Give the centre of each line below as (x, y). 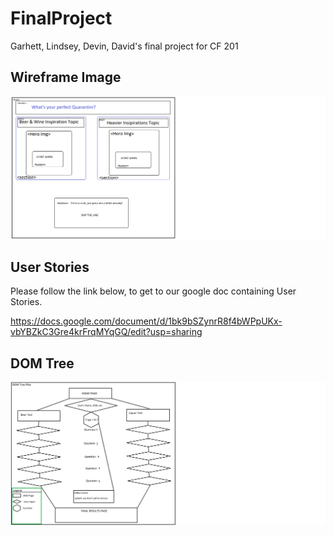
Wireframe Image (66, 77)
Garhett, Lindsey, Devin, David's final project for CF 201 (124, 46)
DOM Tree (42, 363)
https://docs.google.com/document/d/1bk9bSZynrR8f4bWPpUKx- (146, 321)
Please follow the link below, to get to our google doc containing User (153, 291)
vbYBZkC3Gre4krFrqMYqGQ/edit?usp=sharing (106, 332)
